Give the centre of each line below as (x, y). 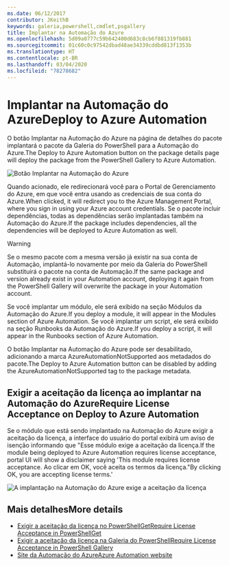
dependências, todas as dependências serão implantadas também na (105, 216)
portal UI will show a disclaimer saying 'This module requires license (104, 460)
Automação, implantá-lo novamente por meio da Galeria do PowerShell (107, 264)
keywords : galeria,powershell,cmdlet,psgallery (76, 26)
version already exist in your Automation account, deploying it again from (110, 279)
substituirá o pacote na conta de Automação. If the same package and (106, 272)
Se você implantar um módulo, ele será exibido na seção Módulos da (105, 307)
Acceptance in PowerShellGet (59, 533)
